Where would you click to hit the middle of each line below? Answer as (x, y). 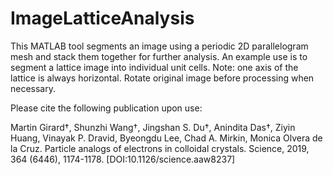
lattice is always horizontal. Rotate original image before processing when (162, 78)
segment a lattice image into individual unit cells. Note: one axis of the (154, 67)
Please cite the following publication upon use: (106, 108)
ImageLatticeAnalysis (102, 18)
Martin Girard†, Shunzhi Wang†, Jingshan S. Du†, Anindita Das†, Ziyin (153, 127)
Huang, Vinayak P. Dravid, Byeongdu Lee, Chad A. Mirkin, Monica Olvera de (166, 138)
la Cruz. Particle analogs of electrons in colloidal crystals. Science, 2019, (160, 148)
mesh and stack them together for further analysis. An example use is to (159, 56)
